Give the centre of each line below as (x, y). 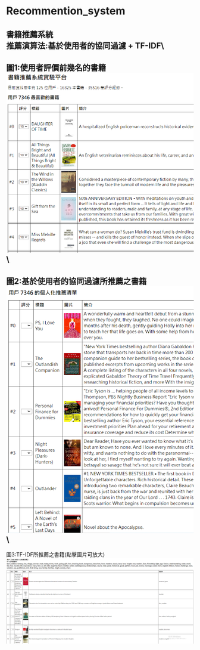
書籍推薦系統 (30, 34)
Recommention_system (66, 11)
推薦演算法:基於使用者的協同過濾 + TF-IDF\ (85, 46)
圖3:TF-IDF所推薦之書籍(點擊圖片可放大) (56, 555)
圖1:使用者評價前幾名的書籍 (56, 68)
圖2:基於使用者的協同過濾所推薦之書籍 (76, 281)
